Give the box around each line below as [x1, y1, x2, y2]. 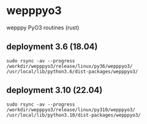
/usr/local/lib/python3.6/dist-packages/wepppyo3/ [6, 68, 138, 75]
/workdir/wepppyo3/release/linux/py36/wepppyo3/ [6, 63, 133, 69]
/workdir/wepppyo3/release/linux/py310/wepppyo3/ [6, 106, 136, 113]
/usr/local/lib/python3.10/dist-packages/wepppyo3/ [6, 112, 141, 118]
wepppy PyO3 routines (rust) [6, 24, 80, 31]
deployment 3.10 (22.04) [6, 85, 103, 95]
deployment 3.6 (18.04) [6, 42, 98, 52]
